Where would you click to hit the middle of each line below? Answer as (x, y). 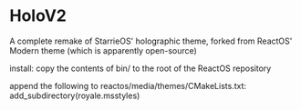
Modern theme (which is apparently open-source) (104, 50)
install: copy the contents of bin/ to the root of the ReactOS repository (140, 68)
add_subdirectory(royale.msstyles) (75, 95)
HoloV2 (38, 16)
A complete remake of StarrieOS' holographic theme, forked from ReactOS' (151, 41)
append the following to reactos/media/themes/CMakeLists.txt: (128, 85)
